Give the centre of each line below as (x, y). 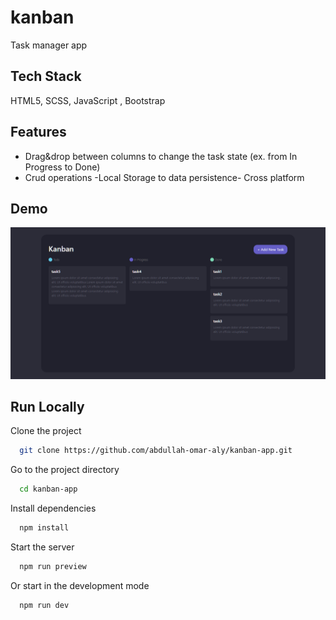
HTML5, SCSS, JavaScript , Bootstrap (88, 100)
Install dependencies (53, 508)
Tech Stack (46, 76)
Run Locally (47, 406)
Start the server (42, 547)
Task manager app (49, 45)
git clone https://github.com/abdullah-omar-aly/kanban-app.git (156, 451)
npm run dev (44, 605)
